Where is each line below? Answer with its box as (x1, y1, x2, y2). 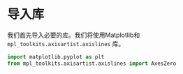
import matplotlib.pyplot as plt (7, 53, 105, 60)
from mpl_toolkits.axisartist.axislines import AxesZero (7, 60, 177, 67)
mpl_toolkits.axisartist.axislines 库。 (7, 39, 125, 47)
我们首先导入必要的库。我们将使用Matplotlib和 (7, 31, 140, 39)
